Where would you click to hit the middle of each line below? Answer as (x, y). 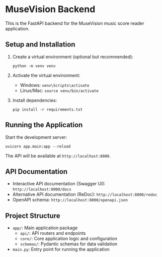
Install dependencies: (35, 100)
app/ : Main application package (45, 228)
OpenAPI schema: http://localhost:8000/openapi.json (70, 200)
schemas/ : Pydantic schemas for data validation (69, 244)
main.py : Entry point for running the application (61, 249)
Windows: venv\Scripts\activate (55, 85)
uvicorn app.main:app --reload (38, 146)
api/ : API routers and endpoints (53, 233)
